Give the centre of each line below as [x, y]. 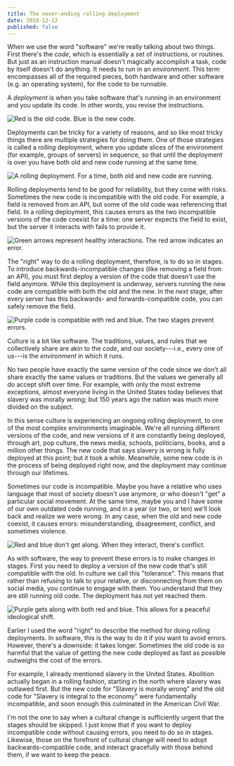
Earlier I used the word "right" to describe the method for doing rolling [109, 630]
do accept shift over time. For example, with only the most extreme [104, 384]
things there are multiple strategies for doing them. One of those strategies [116, 140]
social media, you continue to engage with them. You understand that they [115, 588]
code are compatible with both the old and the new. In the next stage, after [115, 292]
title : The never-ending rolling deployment [73, 14]
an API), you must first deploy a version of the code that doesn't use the [111, 277]
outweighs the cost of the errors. [55, 661]
